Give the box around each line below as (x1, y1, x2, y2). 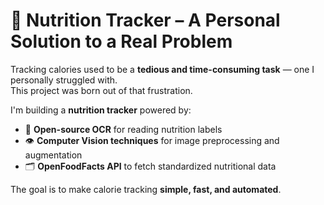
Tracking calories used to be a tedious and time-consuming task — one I (10, 63, 315, 75)
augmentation (24, 149, 83, 161)
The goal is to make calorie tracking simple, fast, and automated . (10, 183, 282, 195)
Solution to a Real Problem (10, 30, 233, 53)
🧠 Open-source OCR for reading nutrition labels (24, 123, 223, 135)
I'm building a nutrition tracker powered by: (10, 104, 192, 116)
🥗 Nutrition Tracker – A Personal (10, 9, 281, 32)
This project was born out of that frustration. (10, 84, 193, 96)
